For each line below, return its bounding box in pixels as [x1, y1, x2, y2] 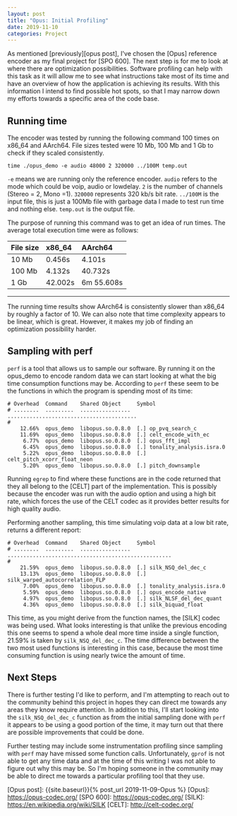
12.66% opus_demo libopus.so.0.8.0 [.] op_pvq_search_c [20, 425, 197, 432]
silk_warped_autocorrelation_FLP [7, 576, 106, 584]
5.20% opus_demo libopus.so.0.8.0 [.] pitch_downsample [23, 462, 200, 469]
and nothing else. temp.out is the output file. [7, 205, 135, 213]
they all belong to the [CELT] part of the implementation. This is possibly [7, 482, 217, 490]
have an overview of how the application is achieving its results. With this [7, 79, 220, 88]
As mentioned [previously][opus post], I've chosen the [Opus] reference [7, 49, 217, 58]
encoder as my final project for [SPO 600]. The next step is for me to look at [7, 57, 229, 66]
